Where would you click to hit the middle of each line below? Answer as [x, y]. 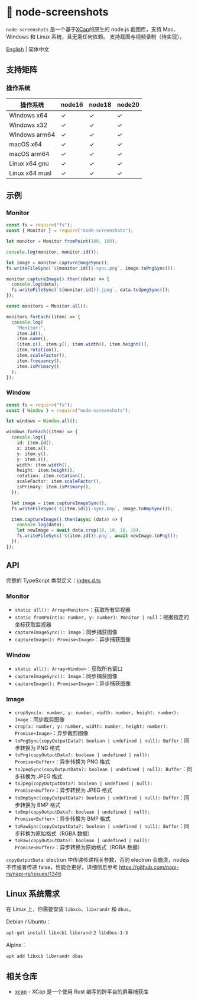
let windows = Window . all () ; [42, 421]
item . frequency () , [39, 361]
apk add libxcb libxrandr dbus [45, 957]
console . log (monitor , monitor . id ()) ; [53, 252]
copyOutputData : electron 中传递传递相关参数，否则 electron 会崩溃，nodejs [98, 859]
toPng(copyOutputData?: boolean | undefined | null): [82, 755]
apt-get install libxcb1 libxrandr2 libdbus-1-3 [67, 933]
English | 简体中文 [28, 49]
